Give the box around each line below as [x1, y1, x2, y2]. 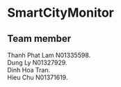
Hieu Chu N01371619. [7, 73, 68, 81]
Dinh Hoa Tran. [7, 66, 51, 74]
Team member [7, 33, 72, 45]
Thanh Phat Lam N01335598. [7, 51, 91, 59]
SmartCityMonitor [7, 5, 115, 21]
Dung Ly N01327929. [7, 58, 67, 67]
